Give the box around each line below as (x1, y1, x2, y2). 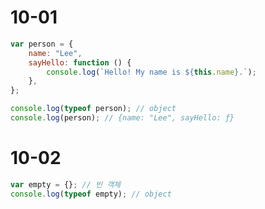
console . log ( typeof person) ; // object (10, 104, 177, 114)
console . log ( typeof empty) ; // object (10, 189, 172, 199)
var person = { (10, 39, 74, 49)
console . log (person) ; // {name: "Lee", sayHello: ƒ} (10, 113, 235, 123)
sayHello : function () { (28, 57, 132, 68)
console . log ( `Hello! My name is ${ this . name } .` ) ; (46, 67, 257, 77)
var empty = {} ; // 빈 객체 (10, 179, 122, 190)
